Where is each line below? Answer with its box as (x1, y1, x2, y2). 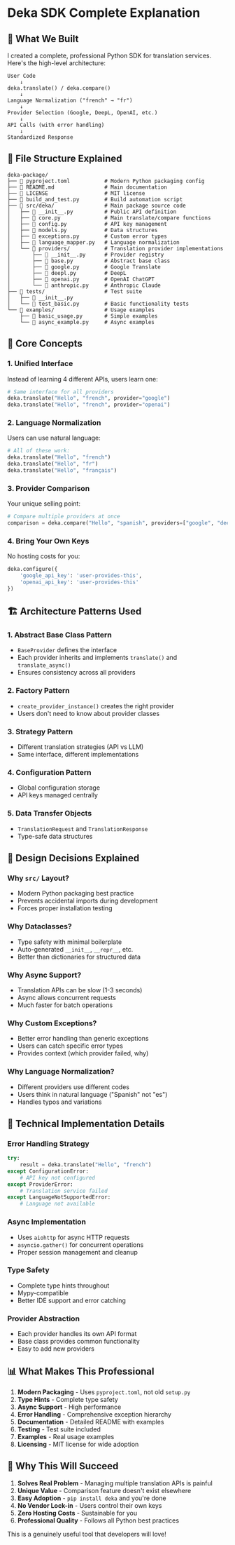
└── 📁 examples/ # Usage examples (7, 306, 155, 313)
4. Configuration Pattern (7, 767, 92, 777)
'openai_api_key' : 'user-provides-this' (20, 579, 139, 586)
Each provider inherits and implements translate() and (17, 654, 178, 662)
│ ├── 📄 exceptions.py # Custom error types (7, 233, 168, 240)
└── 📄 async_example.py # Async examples (20, 318, 155, 325)
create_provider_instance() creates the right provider (17, 701, 175, 710)
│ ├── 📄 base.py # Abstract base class (7, 257, 171, 264)
